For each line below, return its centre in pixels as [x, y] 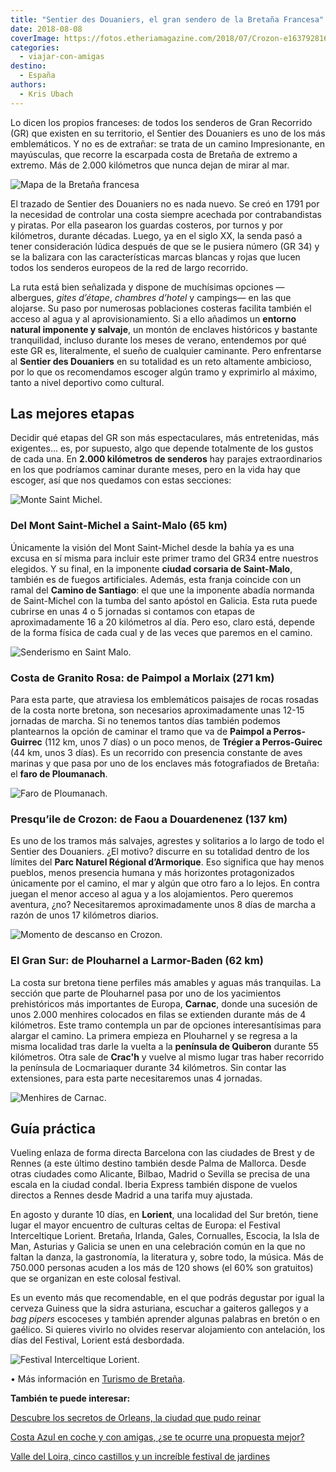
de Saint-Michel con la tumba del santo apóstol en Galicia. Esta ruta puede [164, 600]
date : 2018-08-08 [46, 29]
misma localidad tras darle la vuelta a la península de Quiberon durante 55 [164, 1046]
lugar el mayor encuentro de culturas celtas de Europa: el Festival [145, 1225]
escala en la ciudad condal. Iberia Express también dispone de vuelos [154, 1185]
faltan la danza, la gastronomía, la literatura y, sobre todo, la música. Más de [167, 1257]
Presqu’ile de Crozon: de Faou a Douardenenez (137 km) [149, 819]
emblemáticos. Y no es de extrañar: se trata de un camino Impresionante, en [167, 143]
